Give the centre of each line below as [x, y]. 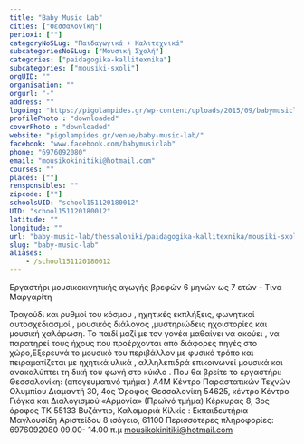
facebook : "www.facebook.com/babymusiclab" [93, 144]
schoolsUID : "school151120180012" [75, 203]
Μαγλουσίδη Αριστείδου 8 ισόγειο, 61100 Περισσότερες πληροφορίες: [142, 420]
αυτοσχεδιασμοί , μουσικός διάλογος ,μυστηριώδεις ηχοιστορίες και [138, 324]
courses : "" [32, 169]
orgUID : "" [30, 77]
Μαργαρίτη [31, 297]
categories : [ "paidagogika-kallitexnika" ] [90, 60]
